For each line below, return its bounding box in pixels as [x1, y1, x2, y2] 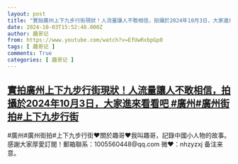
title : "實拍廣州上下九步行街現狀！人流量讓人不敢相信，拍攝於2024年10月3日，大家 [7, 17, 224, 24]
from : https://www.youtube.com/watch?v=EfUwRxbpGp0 [7, 37, 163, 44]
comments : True [7, 50, 52, 57]
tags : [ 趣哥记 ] [7, 43, 55, 50]
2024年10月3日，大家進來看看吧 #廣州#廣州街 [25, 98, 230, 110]
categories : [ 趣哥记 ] [7, 57, 74, 64]
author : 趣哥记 [7, 30, 49, 37]
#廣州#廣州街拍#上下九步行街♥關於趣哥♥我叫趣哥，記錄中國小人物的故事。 [7, 131, 231, 139]
